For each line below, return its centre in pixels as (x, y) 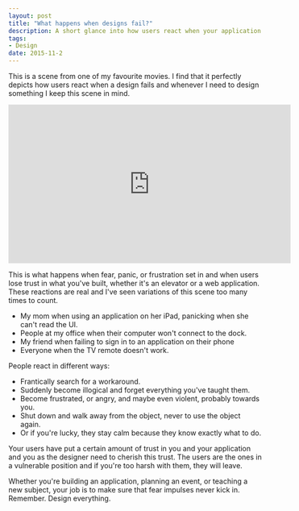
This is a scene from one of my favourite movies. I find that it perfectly (125, 76)
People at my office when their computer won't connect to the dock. (133, 333)
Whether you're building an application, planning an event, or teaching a (128, 481)
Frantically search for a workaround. (80, 381)
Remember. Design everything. (60, 498)
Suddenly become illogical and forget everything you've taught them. (135, 390)
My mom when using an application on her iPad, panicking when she (134, 316)
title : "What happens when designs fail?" (81, 23)
